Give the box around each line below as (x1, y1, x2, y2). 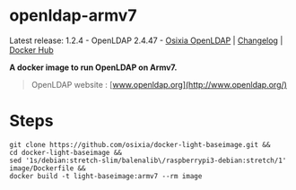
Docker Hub (9, 44, 54, 55)
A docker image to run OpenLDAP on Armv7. (9, 62, 178, 73)
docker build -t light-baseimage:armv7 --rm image (9, 171, 203, 180)
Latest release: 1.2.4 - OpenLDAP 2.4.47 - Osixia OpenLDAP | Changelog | (9, 35, 283, 46)
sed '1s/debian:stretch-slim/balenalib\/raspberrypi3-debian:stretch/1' (9, 156, 287, 165)
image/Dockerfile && (9, 163, 87, 173)
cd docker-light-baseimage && (9, 148, 123, 157)
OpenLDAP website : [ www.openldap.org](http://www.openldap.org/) (30, 79, 287, 90)
